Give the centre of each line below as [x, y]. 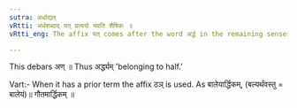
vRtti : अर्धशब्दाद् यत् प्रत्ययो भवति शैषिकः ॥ [71, 26]
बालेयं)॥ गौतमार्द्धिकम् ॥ [42, 95]
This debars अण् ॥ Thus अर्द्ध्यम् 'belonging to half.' [96, 66]
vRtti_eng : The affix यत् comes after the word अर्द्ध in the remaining [136, 34]
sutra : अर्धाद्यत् [33, 17]
